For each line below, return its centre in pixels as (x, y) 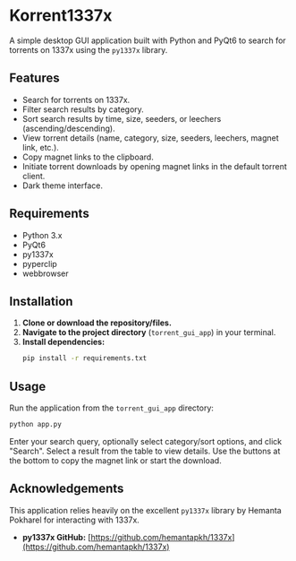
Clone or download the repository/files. (97, 323)
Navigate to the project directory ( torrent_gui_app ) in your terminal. (149, 332)
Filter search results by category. (83, 109)
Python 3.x (42, 235)
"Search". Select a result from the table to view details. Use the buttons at (145, 451)
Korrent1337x (61, 16)
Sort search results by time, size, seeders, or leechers (122, 118)
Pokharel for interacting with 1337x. (75, 520)
